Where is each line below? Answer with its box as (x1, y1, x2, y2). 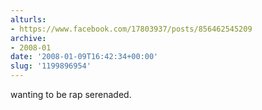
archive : (10, 33, 47, 43)
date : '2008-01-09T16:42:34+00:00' (10, 52, 159, 62)
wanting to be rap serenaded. (10, 89, 132, 100)
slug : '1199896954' (10, 61, 92, 71)
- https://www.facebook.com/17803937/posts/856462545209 (10, 24, 253, 34)
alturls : (10, 14, 47, 25)
